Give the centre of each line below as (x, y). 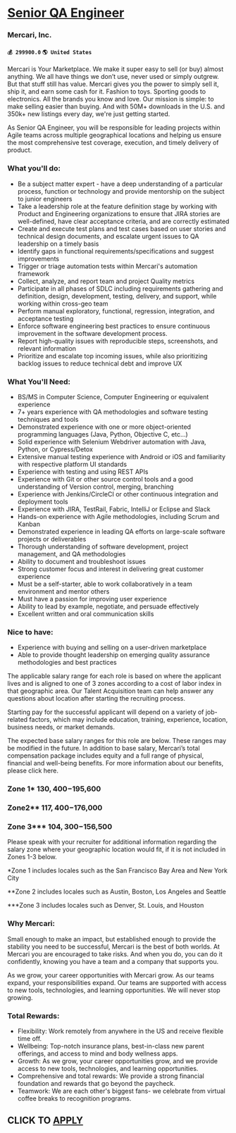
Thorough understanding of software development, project (103, 546)
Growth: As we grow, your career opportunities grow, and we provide (118, 1060)
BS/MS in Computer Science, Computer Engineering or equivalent (113, 396)
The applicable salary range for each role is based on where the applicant (114, 676)
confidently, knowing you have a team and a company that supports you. (113, 961)
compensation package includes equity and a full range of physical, (106, 756)
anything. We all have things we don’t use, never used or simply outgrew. (113, 77)
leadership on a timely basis (58, 244)
